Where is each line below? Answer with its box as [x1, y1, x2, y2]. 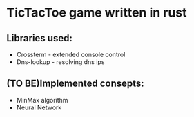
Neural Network [16, 103, 62, 111]
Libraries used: [6, 32, 73, 44]
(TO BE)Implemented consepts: [6, 78, 144, 89]
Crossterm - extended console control [16, 50, 126, 58]
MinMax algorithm [16, 96, 68, 104]
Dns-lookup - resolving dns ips [16, 58, 105, 66]
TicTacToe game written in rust [6, 5, 187, 21]
